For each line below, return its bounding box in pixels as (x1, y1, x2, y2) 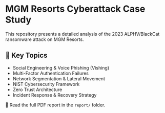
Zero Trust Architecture (12, 86, 63, 93)
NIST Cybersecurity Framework (12, 81, 80, 87)
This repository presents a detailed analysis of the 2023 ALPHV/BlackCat (5, 31, 160, 37)
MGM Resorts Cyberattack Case (5, 3, 146, 15)
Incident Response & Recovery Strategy (12, 92, 97, 98)
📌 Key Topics (5, 51, 48, 60)
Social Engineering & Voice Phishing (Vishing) (12, 64, 110, 71)
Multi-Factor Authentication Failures (12, 70, 89, 76)
